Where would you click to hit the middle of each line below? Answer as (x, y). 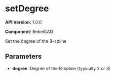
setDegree (27, 9)
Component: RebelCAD (29, 31)
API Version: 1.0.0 (23, 22)
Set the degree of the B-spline (36, 41)
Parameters (23, 57)
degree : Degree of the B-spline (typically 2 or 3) (61, 68)
